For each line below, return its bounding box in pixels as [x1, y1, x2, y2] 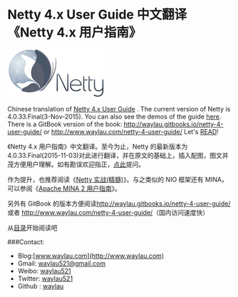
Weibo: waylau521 [17, 266, 71, 275]
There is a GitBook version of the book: [7, 119, 123, 129]
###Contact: [7, 237, 45, 246]
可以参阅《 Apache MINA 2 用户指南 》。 [7, 183, 121, 193]
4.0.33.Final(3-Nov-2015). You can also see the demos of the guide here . [7, 112, 222, 121]
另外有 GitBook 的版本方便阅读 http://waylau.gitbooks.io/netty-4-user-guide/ [7, 199, 231, 208]
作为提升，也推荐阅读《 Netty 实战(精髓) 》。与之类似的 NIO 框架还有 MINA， [7, 175, 228, 183]
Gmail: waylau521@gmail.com [17, 258, 105, 268]
